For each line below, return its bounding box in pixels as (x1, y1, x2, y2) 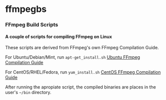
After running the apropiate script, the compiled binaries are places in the (5, 84, 156, 90)
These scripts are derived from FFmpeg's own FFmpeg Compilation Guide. (5, 45, 159, 51)
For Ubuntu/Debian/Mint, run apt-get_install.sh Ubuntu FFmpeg (5, 54, 140, 60)
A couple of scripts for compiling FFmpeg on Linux (5, 33, 112, 39)
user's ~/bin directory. (5, 90, 51, 96)
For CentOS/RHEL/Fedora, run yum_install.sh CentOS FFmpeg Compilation (5, 69, 161, 75)
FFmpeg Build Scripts (5, 21, 58, 28)
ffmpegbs (5, 3, 47, 15)
